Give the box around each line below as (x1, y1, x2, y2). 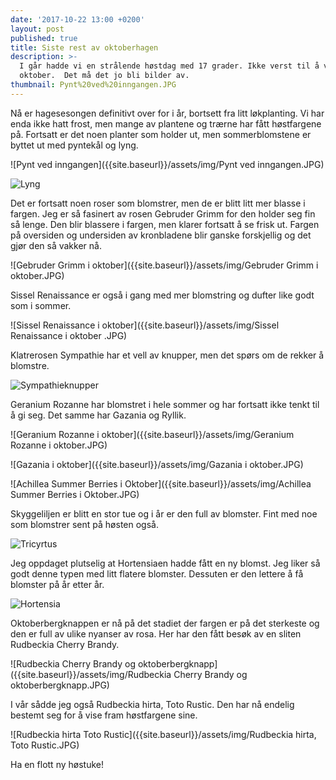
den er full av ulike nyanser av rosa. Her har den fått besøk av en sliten (10, 627, 302, 640)
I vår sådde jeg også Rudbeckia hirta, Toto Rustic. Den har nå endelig (10, 698, 295, 710)
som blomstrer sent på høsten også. (10, 518, 159, 530)
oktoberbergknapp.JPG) (10, 679, 110, 691)
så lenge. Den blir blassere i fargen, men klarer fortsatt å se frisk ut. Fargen (10, 218, 320, 230)
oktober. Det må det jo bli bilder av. (19, 71, 190, 81)
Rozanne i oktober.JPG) (10, 439, 108, 451)
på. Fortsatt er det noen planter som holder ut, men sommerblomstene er (10, 128, 312, 140)
